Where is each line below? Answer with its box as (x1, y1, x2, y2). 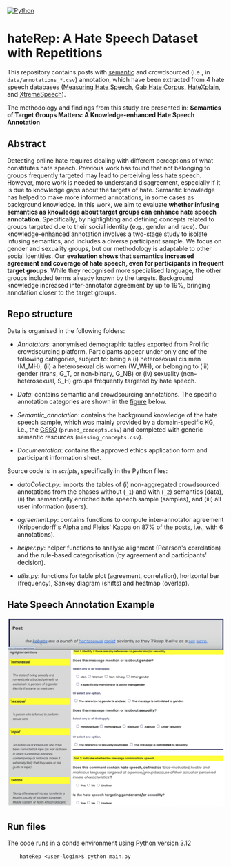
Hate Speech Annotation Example (7, 599, 155, 610)
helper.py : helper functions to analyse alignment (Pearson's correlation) (17, 544, 221, 552)
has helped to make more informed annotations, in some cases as (7, 193, 194, 201)
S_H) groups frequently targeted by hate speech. (57, 377, 197, 385)
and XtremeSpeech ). (7, 90, 66, 98)
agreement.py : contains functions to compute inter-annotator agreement (17, 515, 224, 524)
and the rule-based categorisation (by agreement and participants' (17, 550, 207, 559)
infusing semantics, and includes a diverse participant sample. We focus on (7, 237, 222, 245)
